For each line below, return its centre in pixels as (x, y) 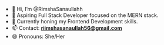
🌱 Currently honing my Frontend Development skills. (75, 21)
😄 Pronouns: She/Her (38, 36)
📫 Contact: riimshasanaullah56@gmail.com (67, 28)
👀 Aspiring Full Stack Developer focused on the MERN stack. (85, 15)
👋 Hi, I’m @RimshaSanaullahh (47, 9)
